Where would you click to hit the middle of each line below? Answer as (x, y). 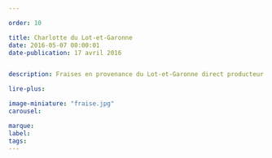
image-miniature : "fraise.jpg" (61, 104)
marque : (22, 126)
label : (20, 133)
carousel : (25, 111)
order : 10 (25, 23)
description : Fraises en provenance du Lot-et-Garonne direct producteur (136, 75)
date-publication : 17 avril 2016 (65, 53)
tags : (18, 141)
